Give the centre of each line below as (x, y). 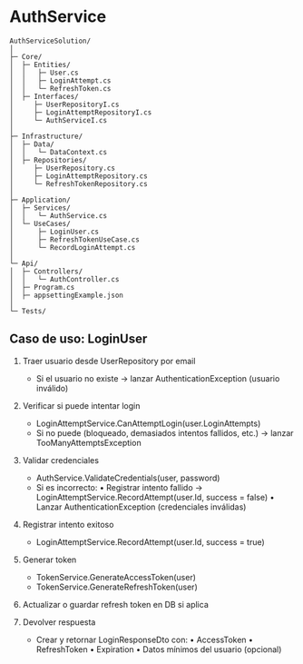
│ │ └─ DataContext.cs (58, 152)
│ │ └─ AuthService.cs (58, 215)
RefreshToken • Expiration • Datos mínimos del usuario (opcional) (159, 649)
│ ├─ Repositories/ (49, 160)
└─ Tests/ (28, 311)
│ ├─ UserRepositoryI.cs (64, 104)
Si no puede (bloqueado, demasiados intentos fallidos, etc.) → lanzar (165, 432)
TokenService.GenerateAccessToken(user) (116, 577)
